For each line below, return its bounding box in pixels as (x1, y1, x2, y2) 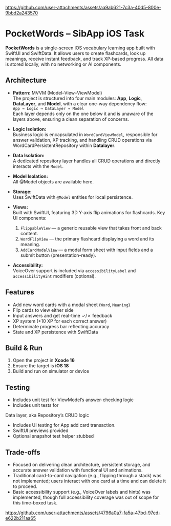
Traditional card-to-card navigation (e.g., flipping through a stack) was (12, 473, 162, 478)
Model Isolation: (12, 173, 48, 179)
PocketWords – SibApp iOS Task (5, 28, 145, 40)
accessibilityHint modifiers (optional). (12, 273, 96, 279)
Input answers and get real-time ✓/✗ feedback (12, 312, 113, 318)
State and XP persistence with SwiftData (12, 329, 98, 335)
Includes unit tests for (12, 402, 59, 408)
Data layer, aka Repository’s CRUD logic (5, 412, 90, 418)
